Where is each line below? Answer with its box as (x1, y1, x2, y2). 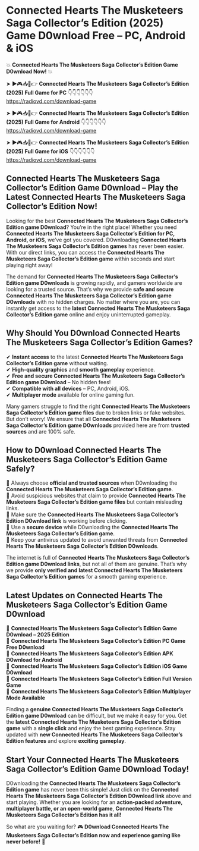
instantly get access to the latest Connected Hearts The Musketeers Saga (6, 304, 190, 312)
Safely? (6, 463, 35, 473)
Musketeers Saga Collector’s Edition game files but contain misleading (6, 498, 183, 505)
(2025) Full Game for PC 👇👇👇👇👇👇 (6, 89, 93, 96)
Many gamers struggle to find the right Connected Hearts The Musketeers (6, 403, 191, 410)
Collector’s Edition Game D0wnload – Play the (6, 183, 179, 193)
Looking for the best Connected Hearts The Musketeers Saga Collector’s (6, 217, 188, 224)
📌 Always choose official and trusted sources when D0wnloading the (6, 479, 178, 486)
